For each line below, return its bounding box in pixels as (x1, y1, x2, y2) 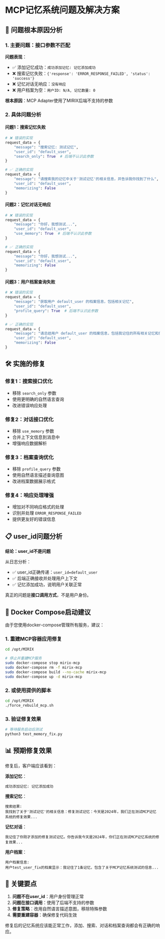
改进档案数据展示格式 (12, 478, 55, 484)
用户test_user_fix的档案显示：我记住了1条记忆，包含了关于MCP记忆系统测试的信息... (5, 865, 159, 870)
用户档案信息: (5, 860, 29, 865)
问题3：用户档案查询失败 (5, 279, 55, 285)
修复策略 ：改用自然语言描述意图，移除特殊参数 (12, 906, 107, 912)
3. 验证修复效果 (5, 716, 42, 722)
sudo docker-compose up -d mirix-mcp (5, 674, 82, 679)
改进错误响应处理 (12, 402, 47, 408)
